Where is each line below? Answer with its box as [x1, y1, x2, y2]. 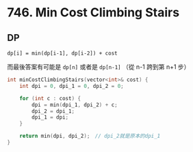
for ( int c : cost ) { [19, 95, 81, 102]
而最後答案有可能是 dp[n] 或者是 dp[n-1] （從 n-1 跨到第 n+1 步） [7, 63, 190, 71]
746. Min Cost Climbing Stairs [7, 5, 180, 20]
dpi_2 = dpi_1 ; [31, 108, 75, 115]
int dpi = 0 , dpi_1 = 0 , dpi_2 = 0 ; [19, 82, 125, 89]
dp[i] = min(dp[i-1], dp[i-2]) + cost [7, 50, 118, 57]
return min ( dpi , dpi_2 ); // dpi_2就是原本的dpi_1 [19, 133, 161, 140]
